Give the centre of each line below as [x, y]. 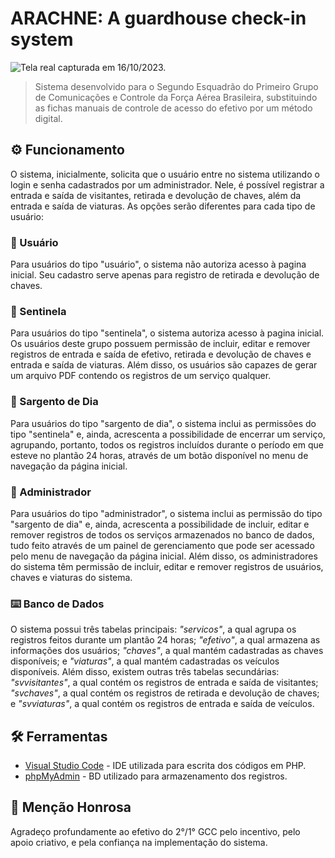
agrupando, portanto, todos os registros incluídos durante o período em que [167, 444]
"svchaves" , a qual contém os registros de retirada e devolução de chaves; [165, 693]
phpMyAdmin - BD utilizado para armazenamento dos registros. [156, 776]
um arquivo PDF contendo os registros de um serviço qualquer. [141, 376]
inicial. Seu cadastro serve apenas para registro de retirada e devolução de [165, 275]
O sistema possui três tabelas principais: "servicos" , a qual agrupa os [153, 629]
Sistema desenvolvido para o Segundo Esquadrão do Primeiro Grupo [176, 86]
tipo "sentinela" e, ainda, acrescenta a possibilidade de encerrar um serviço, [168, 434]
